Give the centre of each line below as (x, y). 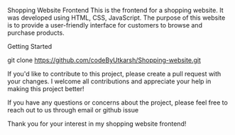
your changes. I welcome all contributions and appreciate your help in (109, 81)
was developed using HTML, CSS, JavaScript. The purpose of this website (116, 18)
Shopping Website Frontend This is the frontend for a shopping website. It (115, 10)
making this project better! (46, 89)
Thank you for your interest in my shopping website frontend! (97, 124)
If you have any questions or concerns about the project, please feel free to (118, 102)
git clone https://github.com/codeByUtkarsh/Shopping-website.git (104, 60)
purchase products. (36, 33)
